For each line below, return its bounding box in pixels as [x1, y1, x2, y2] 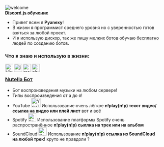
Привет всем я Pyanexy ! [12, 20, 64, 25]
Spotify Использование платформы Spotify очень [12, 117, 125, 122]
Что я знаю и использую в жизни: [5, 52, 90, 59]
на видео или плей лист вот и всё [29, 108, 101, 114]
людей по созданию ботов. [12, 40, 70, 46]
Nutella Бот [5, 76, 33, 83]
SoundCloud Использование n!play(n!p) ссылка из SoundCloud [12, 131, 155, 137]
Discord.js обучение [5, 10, 49, 16]
